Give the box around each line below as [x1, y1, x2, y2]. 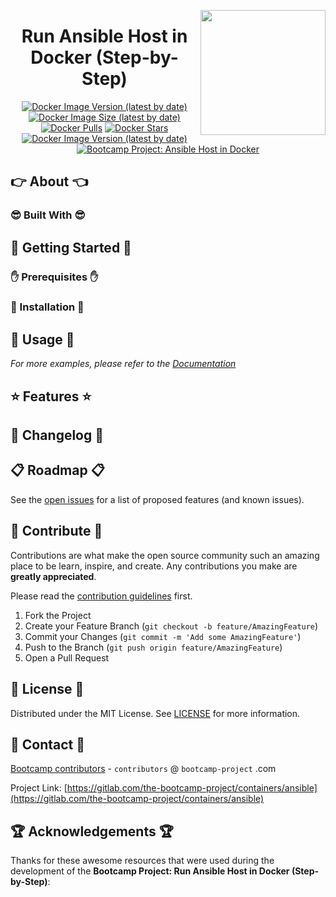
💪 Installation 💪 [10, 300, 85, 314]
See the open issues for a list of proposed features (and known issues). [10, 493, 305, 505]
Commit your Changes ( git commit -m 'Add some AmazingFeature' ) [24, 630, 302, 642]
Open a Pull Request [24, 651, 110, 664]
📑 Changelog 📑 [10, 427, 104, 444]
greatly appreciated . [10, 570, 97, 582]
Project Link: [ [10, 782, 68, 794]
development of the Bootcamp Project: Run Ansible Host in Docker [10, 865, 290, 877]
